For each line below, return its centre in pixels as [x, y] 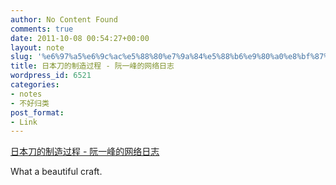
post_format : [37, 112]
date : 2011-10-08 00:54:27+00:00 [80, 38]
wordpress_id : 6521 [51, 76]
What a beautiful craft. [56, 172]
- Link [24, 122]
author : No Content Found [64, 19]
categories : [35, 85]
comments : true [42, 29]
